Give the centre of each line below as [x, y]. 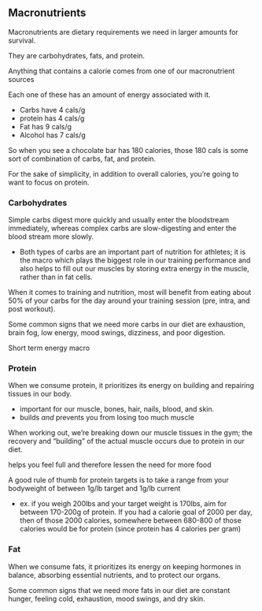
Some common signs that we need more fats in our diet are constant [119, 590]
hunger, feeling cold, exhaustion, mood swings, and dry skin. [107, 598]
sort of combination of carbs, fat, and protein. [82, 158]
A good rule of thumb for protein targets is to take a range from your [119, 480]
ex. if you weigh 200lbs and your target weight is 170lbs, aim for [123, 504]
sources [21, 79]
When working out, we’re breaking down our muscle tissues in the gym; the [131, 433]
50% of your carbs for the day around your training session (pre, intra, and [129, 301]
